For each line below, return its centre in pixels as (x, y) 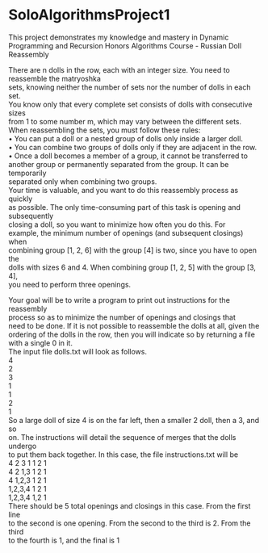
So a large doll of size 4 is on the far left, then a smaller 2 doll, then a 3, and (134, 420)
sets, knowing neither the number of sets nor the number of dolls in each (130, 87)
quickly (21, 199)
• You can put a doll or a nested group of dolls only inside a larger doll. (126, 138)
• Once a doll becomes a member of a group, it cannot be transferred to (128, 156)
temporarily (27, 173)
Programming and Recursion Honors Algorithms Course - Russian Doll (125, 45)
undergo (23, 446)
